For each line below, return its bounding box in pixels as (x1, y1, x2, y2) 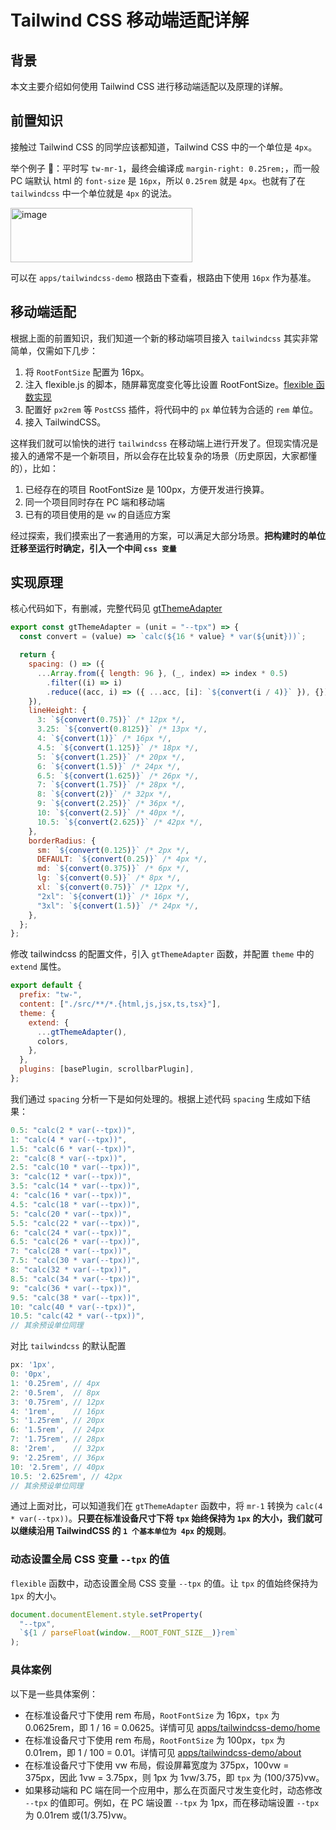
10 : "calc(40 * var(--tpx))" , (10, 1302, 137, 1312)
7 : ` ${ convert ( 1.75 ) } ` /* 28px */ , (36, 780, 186, 790)
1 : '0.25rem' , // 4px (10, 1378, 101, 1388)
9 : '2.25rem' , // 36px (10, 1452, 105, 1463)
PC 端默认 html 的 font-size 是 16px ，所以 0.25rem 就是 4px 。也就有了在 (10, 174, 306, 186)
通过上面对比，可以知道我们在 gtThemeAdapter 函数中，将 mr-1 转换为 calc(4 (10, 1500, 323, 1512)
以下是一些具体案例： (10, 1687, 98, 1700)
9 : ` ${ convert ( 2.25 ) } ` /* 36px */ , (36, 799, 186, 809)
